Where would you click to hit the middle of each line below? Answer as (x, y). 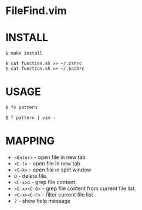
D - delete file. (31, 176)
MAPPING (30, 141)
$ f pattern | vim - (31, 118)
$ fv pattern (21, 108)
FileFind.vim (36, 11)
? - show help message (42, 201)
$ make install (24, 53)
